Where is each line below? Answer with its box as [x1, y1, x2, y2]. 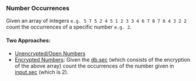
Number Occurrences [6, 4, 69, 12]
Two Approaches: [6, 37, 51, 44]
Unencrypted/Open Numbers [14, 50, 86, 57]
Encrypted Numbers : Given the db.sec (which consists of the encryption [14, 56, 190, 63]
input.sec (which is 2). [14, 68, 69, 75]
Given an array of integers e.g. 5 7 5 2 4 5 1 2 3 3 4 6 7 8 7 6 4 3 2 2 [6, 17, 187, 24]
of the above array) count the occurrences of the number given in [14, 62, 175, 69]
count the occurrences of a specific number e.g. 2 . [6, 23, 132, 30]
